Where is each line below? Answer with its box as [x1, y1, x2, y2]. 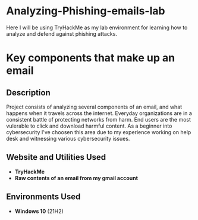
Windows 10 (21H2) [14, 207, 64, 215]
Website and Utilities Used [6, 152, 106, 162]
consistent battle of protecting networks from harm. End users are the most [6, 116, 191, 123]
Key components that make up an [6, 51, 175, 65]
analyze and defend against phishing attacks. [6, 30, 118, 37]
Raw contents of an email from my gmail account [14, 174, 139, 181]
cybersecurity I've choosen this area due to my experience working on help [6, 128, 191, 135]
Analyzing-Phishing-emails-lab [6, 4, 165, 18]
